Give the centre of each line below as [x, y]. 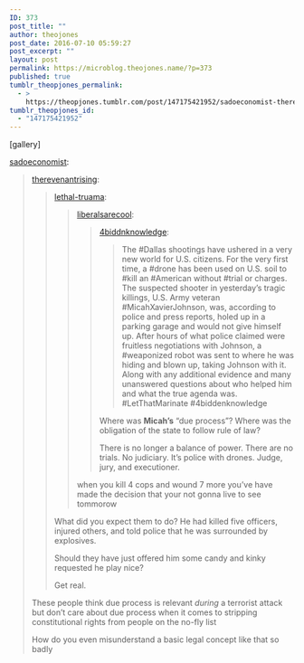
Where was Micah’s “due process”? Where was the [195, 421]
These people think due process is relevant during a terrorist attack [157, 603]
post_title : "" [38, 26]
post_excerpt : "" [42, 52]
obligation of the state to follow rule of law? [180, 431]
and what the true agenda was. [180, 393]
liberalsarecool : [105, 214]
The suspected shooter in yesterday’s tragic [204, 288]
